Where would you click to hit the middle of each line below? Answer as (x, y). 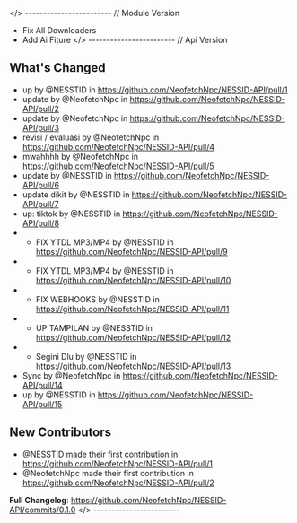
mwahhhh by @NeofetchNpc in (80, 156)
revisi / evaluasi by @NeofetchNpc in (91, 137)
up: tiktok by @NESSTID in (71, 214)
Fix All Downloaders (59, 30)
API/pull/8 (41, 222)
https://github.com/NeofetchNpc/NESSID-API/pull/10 (133, 280)
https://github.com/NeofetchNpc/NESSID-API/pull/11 (132, 309)
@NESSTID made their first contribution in (100, 454)
